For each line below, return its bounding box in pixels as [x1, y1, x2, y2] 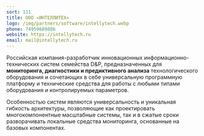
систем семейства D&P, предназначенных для [40, 60, 163, 68]
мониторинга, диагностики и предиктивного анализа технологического [6, 67, 199, 74]
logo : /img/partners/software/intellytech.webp [6, 20, 130, 26]
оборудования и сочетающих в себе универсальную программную [6, 74, 183, 81]
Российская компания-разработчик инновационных [6, 54, 143, 61]
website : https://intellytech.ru [6, 32, 91, 38]
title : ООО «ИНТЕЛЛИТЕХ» [6, 15, 69, 21]
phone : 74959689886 [6, 26, 56, 32]
